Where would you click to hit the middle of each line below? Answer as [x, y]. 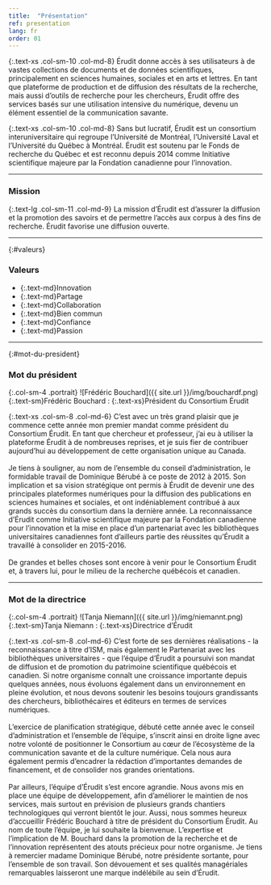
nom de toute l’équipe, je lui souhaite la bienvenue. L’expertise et [116, 830]
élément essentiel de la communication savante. [88, 113]
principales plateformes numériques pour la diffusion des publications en [130, 494]
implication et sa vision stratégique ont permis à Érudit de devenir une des [131, 485]
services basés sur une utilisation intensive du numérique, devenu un [123, 104]
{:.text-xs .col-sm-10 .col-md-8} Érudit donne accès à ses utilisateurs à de [132, 61]
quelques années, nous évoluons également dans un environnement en [127, 684]
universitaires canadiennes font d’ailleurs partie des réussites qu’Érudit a [129, 537]
